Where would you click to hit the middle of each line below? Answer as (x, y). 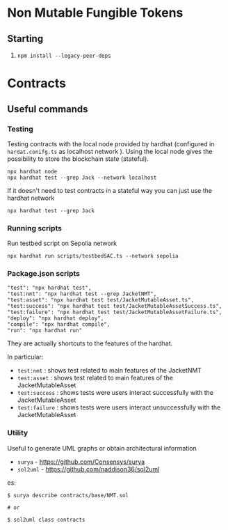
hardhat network (31, 198)
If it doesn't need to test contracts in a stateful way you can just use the (110, 190)
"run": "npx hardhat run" (44, 331)
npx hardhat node (32, 171)
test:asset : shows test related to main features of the (95, 378)
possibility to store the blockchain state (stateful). (78, 159)
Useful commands (48, 109)
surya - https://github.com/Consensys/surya (81, 462)
